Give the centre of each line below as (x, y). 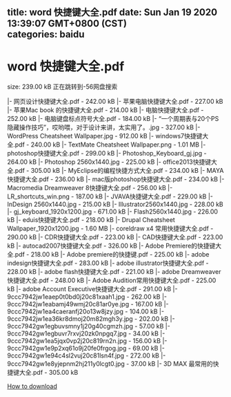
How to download (32, 387)
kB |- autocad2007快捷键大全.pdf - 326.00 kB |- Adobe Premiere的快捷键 (111, 246)
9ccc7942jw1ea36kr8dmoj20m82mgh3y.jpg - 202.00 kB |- (91, 319)
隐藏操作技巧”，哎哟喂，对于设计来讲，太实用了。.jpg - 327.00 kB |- (104, 127)
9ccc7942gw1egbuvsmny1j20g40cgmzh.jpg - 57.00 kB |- (89, 326)
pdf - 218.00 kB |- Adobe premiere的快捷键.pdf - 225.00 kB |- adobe (112, 255)
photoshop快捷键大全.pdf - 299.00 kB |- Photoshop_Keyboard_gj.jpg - (107, 154)
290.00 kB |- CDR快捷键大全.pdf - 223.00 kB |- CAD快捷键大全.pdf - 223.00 (115, 237)
